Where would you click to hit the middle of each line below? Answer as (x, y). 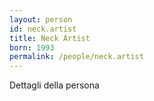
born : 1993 (32, 47)
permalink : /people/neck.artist (76, 57)
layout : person (41, 19)
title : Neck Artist (50, 38)
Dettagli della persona (54, 85)
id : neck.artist (43, 29)
